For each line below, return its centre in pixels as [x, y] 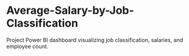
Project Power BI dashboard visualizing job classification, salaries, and [95, 40]
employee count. [27, 46]
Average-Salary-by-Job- [70, 11]
